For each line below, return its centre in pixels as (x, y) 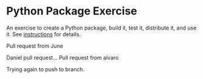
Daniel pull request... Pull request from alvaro (63, 57)
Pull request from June (35, 46)
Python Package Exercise (72, 11)
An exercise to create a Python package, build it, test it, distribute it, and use (101, 28)
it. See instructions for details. (44, 34)
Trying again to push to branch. (45, 69)
